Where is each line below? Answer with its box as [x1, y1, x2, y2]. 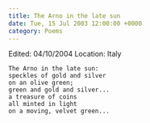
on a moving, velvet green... [8, 107, 110, 116]
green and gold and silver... [8, 86, 110, 94]
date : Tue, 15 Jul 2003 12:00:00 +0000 [8, 19, 143, 28]
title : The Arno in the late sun [8, 11, 121, 20]
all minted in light [8, 100, 78, 108]
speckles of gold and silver [8, 72, 106, 80]
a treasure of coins [8, 93, 78, 101]
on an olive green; [8, 78, 74, 87]
